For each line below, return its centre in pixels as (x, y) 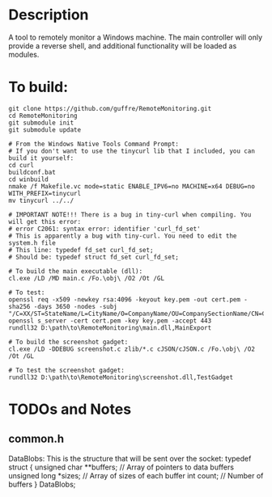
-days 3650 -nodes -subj (75, 306)
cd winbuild (28, 179)
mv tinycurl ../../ (41, 200)
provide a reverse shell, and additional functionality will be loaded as (123, 45)
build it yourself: (41, 158)
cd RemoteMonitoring (43, 116)
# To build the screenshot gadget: (68, 342)
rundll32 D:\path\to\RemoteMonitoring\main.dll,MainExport (110, 328)
